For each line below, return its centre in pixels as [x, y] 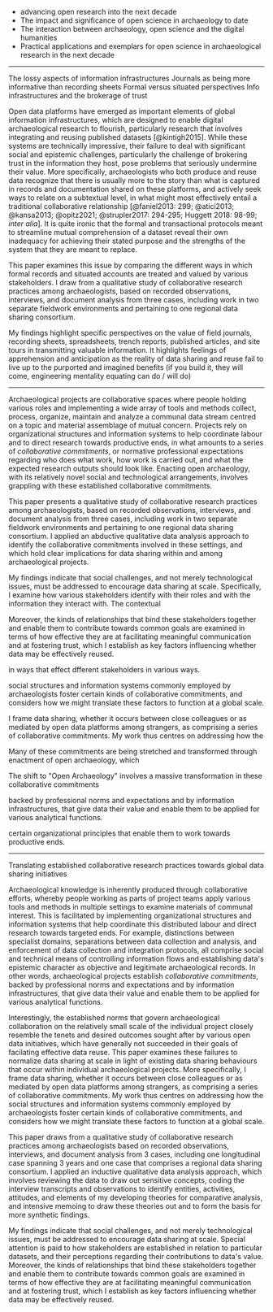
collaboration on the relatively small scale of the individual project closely [131, 1026]
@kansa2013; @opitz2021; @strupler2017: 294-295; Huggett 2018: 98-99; [133, 215]
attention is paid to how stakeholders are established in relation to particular [135, 1248]
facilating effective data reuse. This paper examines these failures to [123, 1052]
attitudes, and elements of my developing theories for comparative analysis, [135, 1197]
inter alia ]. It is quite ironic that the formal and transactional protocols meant [136, 224]
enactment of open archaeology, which [74, 760]
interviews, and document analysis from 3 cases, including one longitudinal [134, 1154]
